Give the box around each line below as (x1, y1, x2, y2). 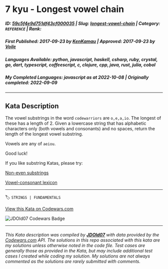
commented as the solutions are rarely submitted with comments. (5, 258, 141, 264)
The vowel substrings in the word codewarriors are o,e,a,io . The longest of (5, 115, 161, 121)
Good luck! (5, 150, 28, 156)
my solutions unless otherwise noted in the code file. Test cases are (5, 242, 145, 248)
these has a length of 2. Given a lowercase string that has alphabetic (5, 120, 146, 126)
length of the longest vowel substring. (5, 131, 83, 137)
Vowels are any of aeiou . (5, 141, 56, 147)
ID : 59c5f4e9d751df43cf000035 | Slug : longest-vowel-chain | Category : (5, 20, 160, 26)
